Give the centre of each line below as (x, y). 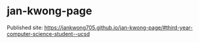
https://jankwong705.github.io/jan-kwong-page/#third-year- (119, 27)
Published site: (25, 27)
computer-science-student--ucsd (48, 33)
